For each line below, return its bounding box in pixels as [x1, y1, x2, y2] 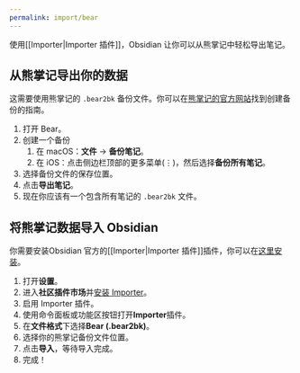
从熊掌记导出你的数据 [9, 68, 128, 84]
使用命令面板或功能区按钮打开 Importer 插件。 [22, 309, 191, 320]
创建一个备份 [22, 135, 70, 146]
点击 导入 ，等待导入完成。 [22, 343, 118, 354]
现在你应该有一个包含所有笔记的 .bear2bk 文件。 [22, 191, 202, 202]
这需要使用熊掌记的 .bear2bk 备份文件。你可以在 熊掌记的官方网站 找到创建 [9, 93, 284, 104]
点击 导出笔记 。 [22, 180, 78, 191]
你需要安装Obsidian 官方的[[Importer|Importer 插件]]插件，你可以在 [9, 245, 259, 256]
